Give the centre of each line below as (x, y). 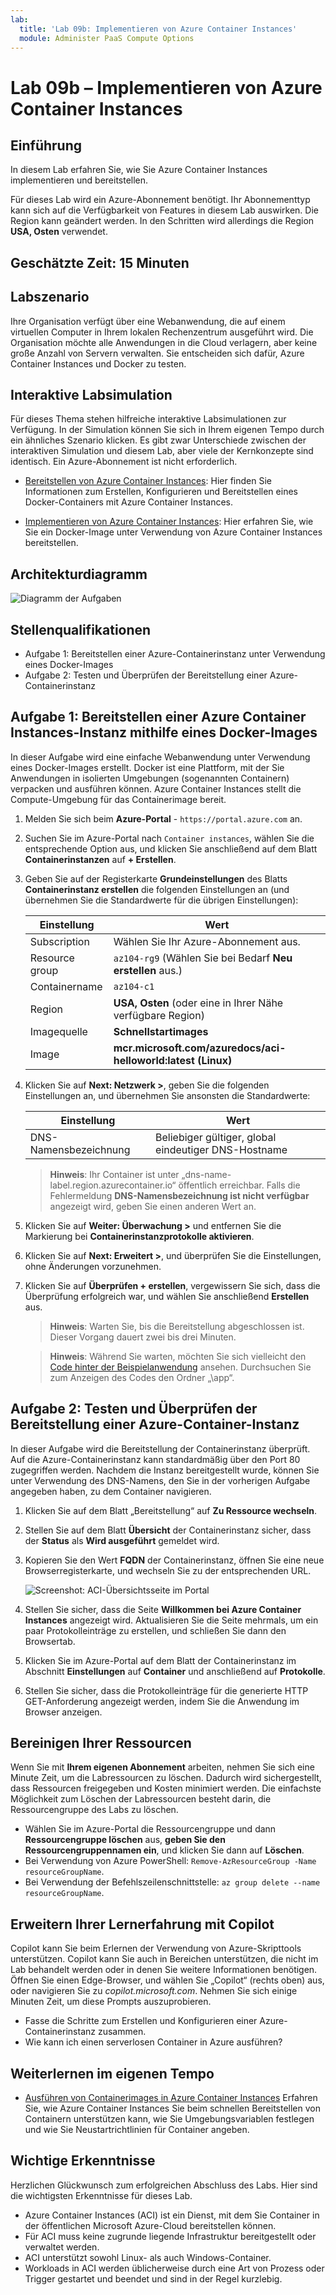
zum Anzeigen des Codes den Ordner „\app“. (142, 1377)
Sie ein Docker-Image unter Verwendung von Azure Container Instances (173, 532)
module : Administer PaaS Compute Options (107, 38)
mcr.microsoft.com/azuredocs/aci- (200, 1048)
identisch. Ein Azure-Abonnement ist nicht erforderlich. (124, 462)
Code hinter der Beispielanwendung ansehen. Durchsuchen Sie (180, 1367)
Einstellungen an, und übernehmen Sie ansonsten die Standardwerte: (167, 1095)
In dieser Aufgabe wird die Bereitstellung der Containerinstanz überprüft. (160, 1448)
